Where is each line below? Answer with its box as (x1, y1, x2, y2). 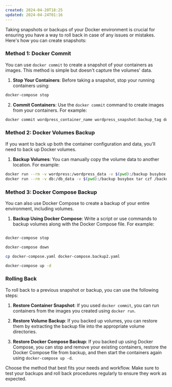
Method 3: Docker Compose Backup (5, 188, 97, 195)
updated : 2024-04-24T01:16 (5, 12, 63, 17)
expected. (5, 375, 27, 382)
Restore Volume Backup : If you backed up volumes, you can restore (12, 317, 158, 323)
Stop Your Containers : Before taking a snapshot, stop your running (12, 77, 155, 83)
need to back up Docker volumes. (5, 146, 77, 152)
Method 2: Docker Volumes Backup (5, 129, 95, 136)
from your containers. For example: (12, 107, 87, 113)
